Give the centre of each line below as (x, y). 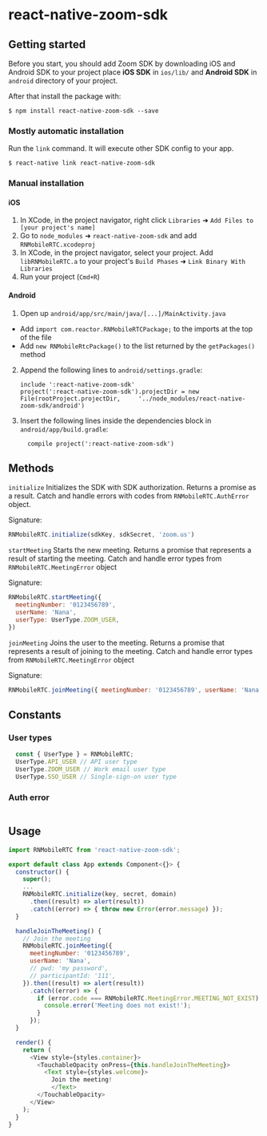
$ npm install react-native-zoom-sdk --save (84, 111)
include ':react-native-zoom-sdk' (77, 384)
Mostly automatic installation (66, 131)
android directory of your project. (63, 81)
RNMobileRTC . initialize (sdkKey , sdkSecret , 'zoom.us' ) (102, 535)
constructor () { (42, 872)
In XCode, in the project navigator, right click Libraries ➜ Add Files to (137, 220)
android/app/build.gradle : (64, 429)
